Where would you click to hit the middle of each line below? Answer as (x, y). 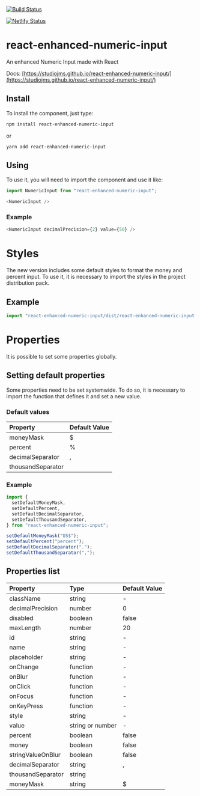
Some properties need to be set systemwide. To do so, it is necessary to (96, 390)
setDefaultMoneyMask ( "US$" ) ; (43, 536)
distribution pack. (28, 283)
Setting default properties (56, 375)
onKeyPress (26, 706)
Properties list (33, 572)
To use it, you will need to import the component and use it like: (85, 180)
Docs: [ (15, 73)
